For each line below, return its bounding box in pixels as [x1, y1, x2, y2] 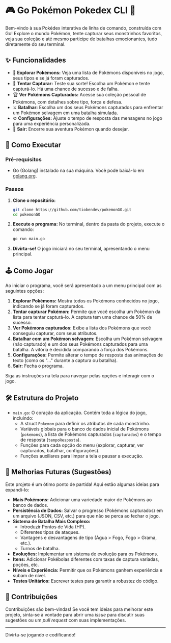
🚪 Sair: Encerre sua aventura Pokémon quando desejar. [12, 126, 129, 132]
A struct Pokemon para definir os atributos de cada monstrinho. [20, 420, 150, 426]
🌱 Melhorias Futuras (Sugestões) [5, 468, 112, 476]
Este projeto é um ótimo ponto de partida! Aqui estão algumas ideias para [5, 481, 159, 487]
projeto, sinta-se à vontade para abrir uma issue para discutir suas [5, 611, 145, 618]
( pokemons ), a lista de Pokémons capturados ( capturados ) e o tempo [20, 431, 162, 437]
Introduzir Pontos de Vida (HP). [20, 524, 86, 530]
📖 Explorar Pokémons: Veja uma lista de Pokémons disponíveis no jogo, [12, 69, 164, 75]
